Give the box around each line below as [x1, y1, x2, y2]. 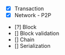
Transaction [14, 5, 45, 12]
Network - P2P [14, 12, 52, 19]
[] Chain [14, 36, 34, 43]
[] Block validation [14, 30, 60, 37]
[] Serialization [14, 43, 51, 50]
